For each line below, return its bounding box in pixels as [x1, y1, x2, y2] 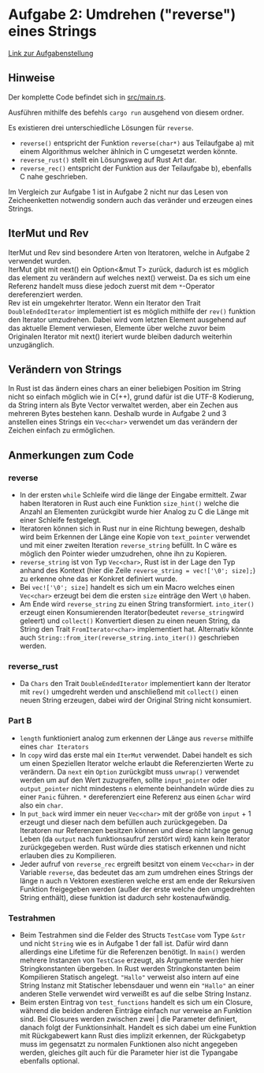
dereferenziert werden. [8, 290, 84, 299]
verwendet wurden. [8, 256, 72, 265]
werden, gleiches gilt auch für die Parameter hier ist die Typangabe [19, 1048, 239, 1057]
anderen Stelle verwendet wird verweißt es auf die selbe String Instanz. [19, 989, 252, 998]
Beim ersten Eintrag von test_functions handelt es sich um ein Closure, [19, 997, 253, 1007]
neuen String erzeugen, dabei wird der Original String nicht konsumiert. [19, 696, 252, 705]
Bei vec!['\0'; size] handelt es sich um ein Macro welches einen [19, 583, 235, 592]
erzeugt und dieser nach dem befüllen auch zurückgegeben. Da [19, 817, 228, 827]
